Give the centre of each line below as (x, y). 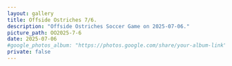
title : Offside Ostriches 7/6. (52, 20)
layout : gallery (30, 13)
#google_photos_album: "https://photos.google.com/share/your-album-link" (117, 45)
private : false (29, 52)
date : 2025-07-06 (32, 39)
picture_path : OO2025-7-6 (44, 33)
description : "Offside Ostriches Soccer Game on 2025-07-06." (98, 26)
